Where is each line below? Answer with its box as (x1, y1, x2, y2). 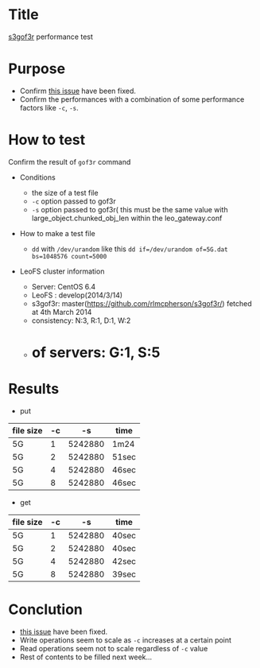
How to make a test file (19, 228, 95, 238)
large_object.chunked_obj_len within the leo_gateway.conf (31, 213, 223, 223)
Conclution (8, 600, 83, 619)
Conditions (19, 173, 56, 182)
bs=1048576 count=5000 (31, 252, 107, 260)
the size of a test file (31, 188, 99, 197)
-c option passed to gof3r (31, 196, 117, 206)
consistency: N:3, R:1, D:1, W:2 (31, 316, 131, 325)
